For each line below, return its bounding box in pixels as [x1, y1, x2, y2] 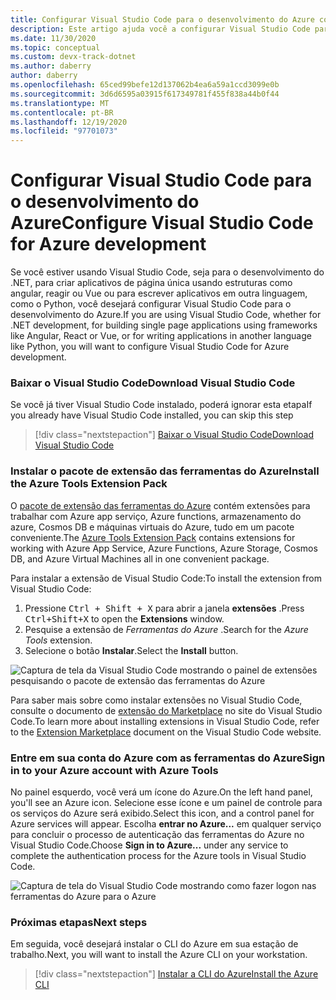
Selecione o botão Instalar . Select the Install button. [24, 644, 239, 656]
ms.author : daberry [10, 61, 92, 71]
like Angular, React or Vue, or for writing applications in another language [10, 330, 312, 342]
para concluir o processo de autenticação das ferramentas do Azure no [10, 828, 305, 840]
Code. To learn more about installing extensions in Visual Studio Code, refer [10, 715, 320, 727]
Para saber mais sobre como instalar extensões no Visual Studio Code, [10, 694, 303, 706]
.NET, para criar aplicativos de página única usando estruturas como [10, 277, 293, 289]
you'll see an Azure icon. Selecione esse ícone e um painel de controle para [10, 796, 323, 808]
